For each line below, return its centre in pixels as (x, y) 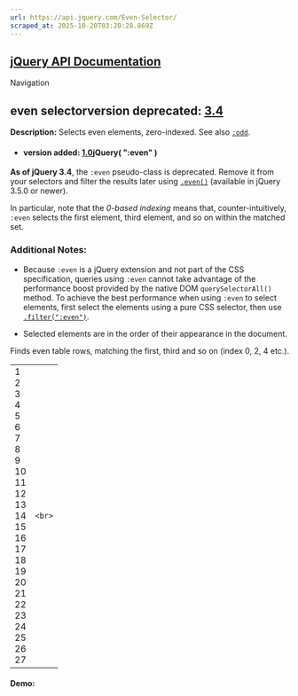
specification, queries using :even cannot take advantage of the (139, 278)
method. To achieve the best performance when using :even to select (150, 297)
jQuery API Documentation (86, 62)
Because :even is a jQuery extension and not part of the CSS (133, 269)
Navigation (30, 83)
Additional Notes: (49, 250)
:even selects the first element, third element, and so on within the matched (148, 217)
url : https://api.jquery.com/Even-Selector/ (94, 17)
